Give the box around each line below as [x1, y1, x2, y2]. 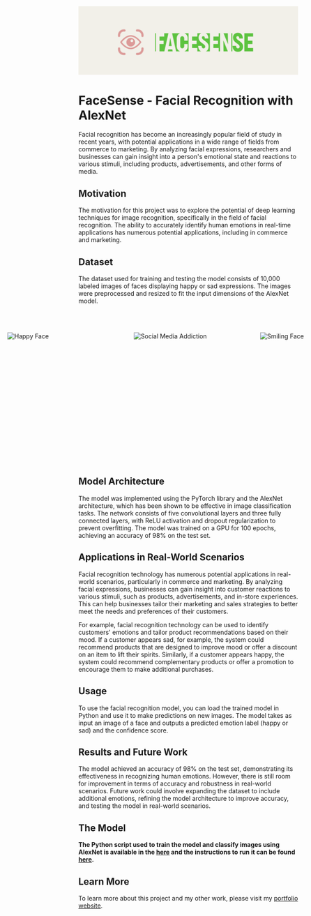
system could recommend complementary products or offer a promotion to [78, 657, 294, 666]
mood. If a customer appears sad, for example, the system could [78, 635, 264, 644]
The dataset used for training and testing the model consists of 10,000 [78, 275, 280, 283]
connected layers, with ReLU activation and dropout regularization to [78, 516, 276, 525]
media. [78, 167, 98, 176]
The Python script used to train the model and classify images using [78, 841, 280, 849]
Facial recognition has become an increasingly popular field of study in [78, 130, 282, 139]
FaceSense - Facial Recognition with [78, 92, 294, 108]
